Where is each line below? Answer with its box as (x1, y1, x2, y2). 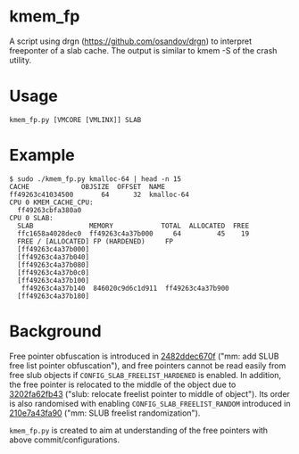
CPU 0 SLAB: (9, 213, 54, 222)
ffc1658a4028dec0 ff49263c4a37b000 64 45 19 (17, 229, 250, 238)
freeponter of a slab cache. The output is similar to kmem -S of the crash (9, 45, 278, 55)
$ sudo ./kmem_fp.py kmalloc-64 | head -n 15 (9, 174, 181, 184)
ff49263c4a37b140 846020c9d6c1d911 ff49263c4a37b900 (21, 284, 229, 293)
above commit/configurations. (9, 434, 120, 445)
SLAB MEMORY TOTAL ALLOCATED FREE (17, 221, 250, 230)
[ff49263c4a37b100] (17, 276, 90, 285)
